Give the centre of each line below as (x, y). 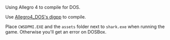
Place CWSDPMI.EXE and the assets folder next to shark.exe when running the (85, 26)
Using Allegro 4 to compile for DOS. (43, 7)
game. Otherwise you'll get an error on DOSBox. (56, 32)
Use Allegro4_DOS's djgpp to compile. (46, 17)
